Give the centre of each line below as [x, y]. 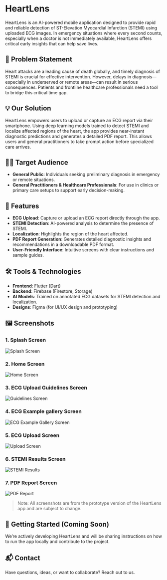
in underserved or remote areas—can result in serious [83, 82]
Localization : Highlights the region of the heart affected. [70, 234]
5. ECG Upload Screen [32, 435]
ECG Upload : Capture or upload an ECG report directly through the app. [86, 218]
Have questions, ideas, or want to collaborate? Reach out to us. [70, 573]
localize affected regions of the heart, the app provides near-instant [75, 131]
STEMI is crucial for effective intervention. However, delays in [68, 77]
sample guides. [28, 255]
